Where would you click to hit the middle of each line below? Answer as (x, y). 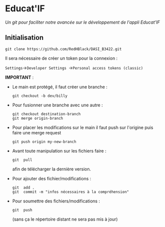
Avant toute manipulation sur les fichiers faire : (59, 151)
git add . (23, 188)
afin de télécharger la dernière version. (52, 169)
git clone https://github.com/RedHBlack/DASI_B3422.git (63, 49)
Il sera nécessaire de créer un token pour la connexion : (61, 58)
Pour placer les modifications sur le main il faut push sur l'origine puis (83, 127)
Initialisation (24, 38)
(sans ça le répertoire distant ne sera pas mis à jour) (65, 219)
